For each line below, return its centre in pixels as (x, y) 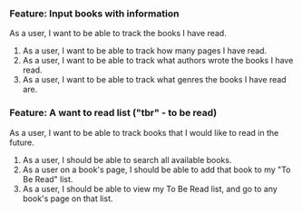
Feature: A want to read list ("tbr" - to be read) (113, 113)
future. (22, 142)
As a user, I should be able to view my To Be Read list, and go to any (150, 189)
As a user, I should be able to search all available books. (127, 160)
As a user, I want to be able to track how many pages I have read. (145, 51)
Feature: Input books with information (94, 14)
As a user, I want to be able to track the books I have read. (118, 34)
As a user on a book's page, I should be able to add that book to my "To (156, 169)
